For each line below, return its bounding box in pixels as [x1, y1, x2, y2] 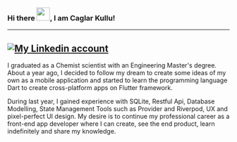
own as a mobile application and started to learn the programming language [7, 76, 228, 84]
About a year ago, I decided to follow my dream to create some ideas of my [7, 69, 226, 77]
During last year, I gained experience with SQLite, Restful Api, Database [7, 97, 215, 105]
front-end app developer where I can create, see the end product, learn [7, 120, 215, 128]
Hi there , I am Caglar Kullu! [7, 13, 116, 22]
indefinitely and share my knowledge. [7, 127, 116, 136]
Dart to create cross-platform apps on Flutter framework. [7, 84, 173, 92]
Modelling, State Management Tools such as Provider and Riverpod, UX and [7, 105, 228, 113]
